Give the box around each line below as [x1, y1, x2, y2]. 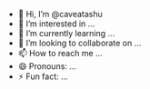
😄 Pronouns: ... [17, 61, 77, 72]
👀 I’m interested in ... [17, 18, 95, 29]
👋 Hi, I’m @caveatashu [17, 9, 103, 19]
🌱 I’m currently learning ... [17, 28, 115, 38]
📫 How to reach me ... [17, 48, 103, 58]
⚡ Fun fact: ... [17, 71, 68, 82]
